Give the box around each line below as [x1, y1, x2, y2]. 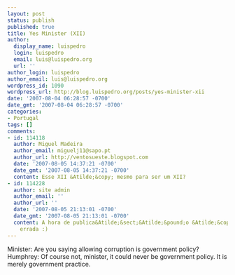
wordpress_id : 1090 [7, 82, 64, 89]
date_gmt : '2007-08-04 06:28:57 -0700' [7, 102, 124, 109]
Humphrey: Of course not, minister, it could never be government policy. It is [7, 252, 227, 260]
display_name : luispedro [13, 43, 86, 50]
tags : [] [7, 121, 33, 128]
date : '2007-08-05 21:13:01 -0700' [13, 206, 117, 213]
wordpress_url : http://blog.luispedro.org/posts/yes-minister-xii [7, 88, 205, 95]
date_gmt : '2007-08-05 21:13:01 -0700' [13, 213, 130, 220]
